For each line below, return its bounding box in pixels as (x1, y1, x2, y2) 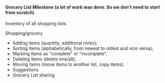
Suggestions (12, 67, 39, 73)
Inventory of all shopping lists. (5, 21, 68, 27)
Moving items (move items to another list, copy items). (12, 61, 125, 67)
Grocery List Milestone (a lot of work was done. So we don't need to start (5, 4, 160, 10)
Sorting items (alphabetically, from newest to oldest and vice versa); (12, 45, 153, 51)
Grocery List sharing (12, 72, 55, 78)
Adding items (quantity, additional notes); (12, 40, 98, 46)
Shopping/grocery (5, 30, 43, 36)
